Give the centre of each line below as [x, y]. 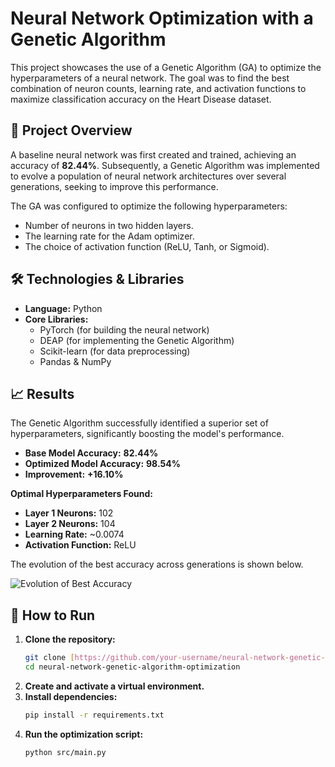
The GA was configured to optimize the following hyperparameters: [149, 206]
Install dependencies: [71, 696]
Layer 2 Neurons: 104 [70, 524]
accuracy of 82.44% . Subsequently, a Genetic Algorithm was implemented [165, 165]
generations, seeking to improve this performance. [114, 186]
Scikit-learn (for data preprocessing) [115, 351]
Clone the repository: [70, 639]
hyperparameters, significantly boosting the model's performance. [147, 434]
